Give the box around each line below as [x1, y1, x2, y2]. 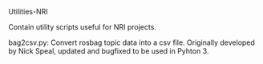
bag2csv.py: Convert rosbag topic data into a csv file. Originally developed [8, 38, 255, 47]
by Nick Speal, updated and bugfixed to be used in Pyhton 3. [8, 46, 209, 55]
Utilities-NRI [8, 7, 48, 16]
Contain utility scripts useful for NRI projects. [8, 22, 156, 31]
